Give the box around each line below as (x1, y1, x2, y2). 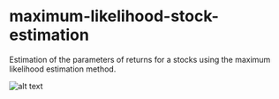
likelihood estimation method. (9, 64, 117, 74)
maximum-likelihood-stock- (9, 6, 219, 27)
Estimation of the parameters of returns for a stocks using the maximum (9, 54, 271, 65)
